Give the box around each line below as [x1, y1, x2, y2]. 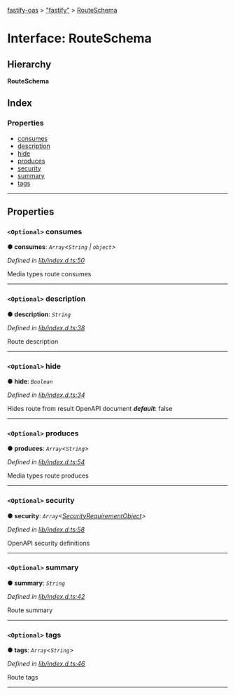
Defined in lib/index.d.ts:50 [7, 256, 85, 265]
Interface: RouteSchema [7, 31, 152, 46]
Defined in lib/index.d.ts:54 [7, 458, 85, 466]
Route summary [7, 606, 53, 614]
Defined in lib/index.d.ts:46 [7, 659, 85, 668]
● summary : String [7, 579, 65, 587]
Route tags [7, 673, 38, 682]
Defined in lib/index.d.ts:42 [7, 592, 85, 600]
